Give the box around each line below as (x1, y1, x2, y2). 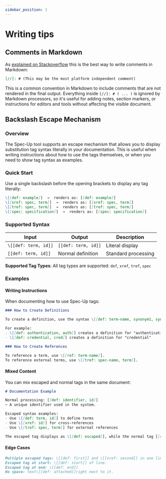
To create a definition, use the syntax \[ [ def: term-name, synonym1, (5, 317, 154, 322)
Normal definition (58, 250, 98, 257)
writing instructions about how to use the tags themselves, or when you (5, 152, 151, 158)
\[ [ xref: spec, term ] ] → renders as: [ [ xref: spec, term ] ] (5, 200, 134, 205)
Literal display (106, 242, 138, 249)
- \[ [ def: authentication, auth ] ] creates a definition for (5, 331, 132, 335)
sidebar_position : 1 (5, 7, 48, 12)
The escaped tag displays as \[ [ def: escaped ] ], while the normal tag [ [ (5, 434, 161, 439)
